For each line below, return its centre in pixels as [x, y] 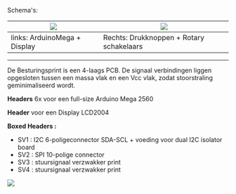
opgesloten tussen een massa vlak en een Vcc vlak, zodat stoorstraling [110, 78]
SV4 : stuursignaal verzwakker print [69, 169]
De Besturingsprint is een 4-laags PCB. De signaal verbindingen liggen [110, 70]
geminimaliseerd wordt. [41, 85]
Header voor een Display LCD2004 [58, 112]
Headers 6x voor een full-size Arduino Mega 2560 [80, 99]
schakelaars [123, 46]
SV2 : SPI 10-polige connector [61, 155]
